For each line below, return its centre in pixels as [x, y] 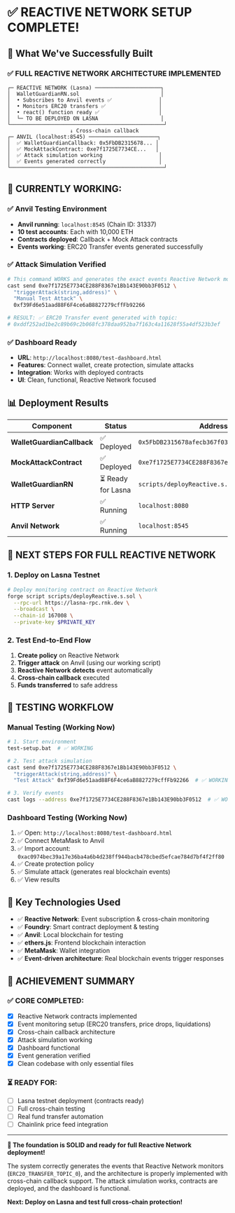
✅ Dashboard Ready [42, 342]
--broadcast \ [34, 609]
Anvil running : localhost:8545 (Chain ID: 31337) [87, 224]
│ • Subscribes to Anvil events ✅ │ [85, 100]
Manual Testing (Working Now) [61, 727]
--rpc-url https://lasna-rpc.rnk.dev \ [72, 603]
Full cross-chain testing [51, 1109]
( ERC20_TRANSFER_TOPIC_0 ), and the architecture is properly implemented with [117, 1173]
